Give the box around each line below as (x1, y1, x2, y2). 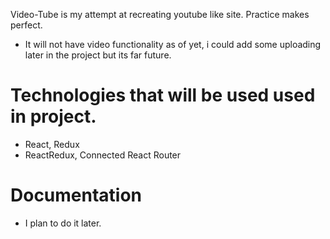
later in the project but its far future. (24, 49, 172, 61)
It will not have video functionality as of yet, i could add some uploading (24, 39, 322, 50)
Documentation (10, 184, 143, 207)
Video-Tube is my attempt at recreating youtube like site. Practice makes (10, 9, 310, 20)
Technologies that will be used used (10, 84, 316, 107)
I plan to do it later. (24, 217, 102, 229)
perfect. (10, 19, 43, 31)
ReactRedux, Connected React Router (24, 149, 182, 161)
